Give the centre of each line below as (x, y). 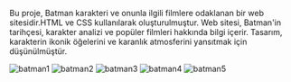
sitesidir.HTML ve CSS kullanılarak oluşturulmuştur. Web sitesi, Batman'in (145, 23)
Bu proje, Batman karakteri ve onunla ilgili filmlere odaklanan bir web (137, 13)
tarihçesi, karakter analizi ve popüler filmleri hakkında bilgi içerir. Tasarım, (146, 32)
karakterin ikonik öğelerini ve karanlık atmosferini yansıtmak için (128, 41)
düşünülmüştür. (38, 51)
